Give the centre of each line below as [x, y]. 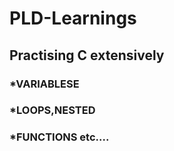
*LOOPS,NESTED [52, 110]
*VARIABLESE [44, 84]
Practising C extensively [87, 55]
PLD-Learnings [73, 18]
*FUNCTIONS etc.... [59, 137]
